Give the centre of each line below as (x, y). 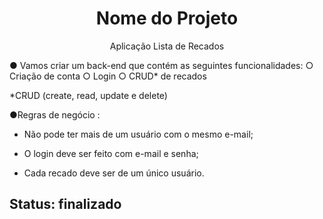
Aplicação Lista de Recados (167, 46)
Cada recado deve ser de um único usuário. (114, 173)
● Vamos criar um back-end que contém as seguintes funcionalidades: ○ (161, 65)
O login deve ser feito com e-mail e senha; (111, 153)
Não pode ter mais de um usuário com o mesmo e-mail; (138, 134)
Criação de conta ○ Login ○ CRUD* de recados (108, 76)
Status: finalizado (65, 204)
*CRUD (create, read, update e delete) (88, 95)
